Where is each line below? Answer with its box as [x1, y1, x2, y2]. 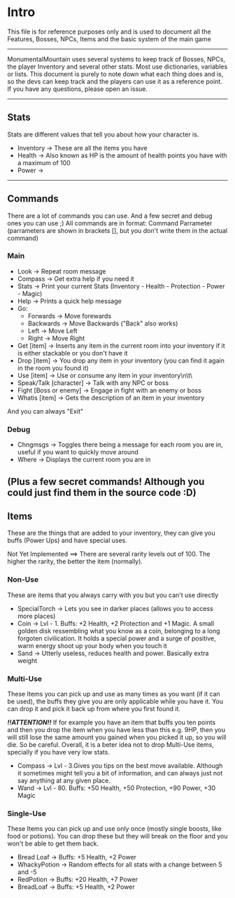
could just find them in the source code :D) [7, 486, 197, 498]
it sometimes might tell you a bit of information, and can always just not [17, 769, 223, 777]
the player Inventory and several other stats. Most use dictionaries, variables [7, 62, 228, 71]
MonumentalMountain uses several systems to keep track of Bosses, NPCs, [7, 55, 226, 63]
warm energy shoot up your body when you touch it [17, 641, 168, 650]
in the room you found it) [17, 363, 89, 372]
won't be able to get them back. [7, 839, 99, 848]
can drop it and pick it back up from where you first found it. [7, 704, 180, 713]
